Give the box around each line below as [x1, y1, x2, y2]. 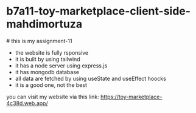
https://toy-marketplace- [100, 93, 163, 100]
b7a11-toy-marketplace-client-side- [6, 4, 191, 18]
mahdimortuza [6, 17, 83, 31]
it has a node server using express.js [15, 62, 108, 69]
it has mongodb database [15, 68, 80, 75]
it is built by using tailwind [15, 55, 80, 63]
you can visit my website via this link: [6, 93, 99, 100]
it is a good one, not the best [15, 81, 87, 89]
